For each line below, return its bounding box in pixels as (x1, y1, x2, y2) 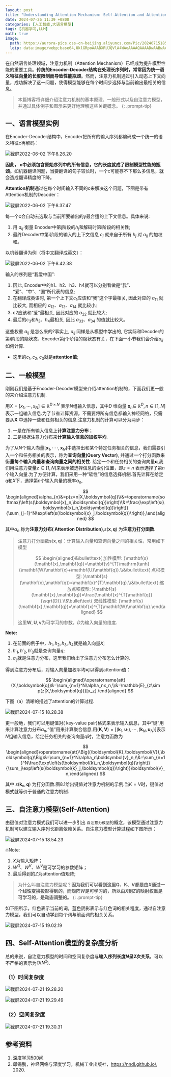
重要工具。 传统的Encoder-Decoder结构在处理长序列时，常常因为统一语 (14, 66, 164, 72)
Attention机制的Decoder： (5, 192, 61, 198)
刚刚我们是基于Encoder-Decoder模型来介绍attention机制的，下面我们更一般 (5, 386, 164, 392)
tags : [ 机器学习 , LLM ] (5, 27, 48, 32)
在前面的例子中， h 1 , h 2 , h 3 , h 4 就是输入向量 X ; (12, 640, 105, 648)
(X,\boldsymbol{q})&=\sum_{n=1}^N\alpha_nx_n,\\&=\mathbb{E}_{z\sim (11, 682, 160, 688)
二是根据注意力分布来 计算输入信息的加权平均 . (12, 434, 108, 440)
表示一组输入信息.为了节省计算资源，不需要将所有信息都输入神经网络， (5, 410, 154, 416)
